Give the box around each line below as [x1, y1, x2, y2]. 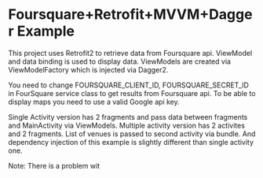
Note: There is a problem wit [8, 161, 100, 170]
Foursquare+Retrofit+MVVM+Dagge [8, 6, 253, 24]
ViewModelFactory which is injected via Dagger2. [8, 65, 169, 74]
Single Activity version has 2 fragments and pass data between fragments [8, 112, 248, 121]
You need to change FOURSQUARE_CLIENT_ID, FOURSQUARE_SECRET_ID [8, 80, 250, 90]
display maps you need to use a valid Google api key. [8, 97, 181, 106]
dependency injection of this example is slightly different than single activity [8, 137, 254, 146]
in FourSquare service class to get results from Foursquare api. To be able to [8, 88, 256, 98]
